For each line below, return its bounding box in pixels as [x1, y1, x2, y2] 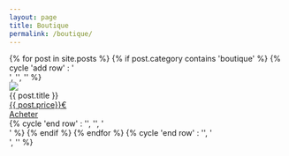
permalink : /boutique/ [9, 29, 93, 38]
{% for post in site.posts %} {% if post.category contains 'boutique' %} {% [9, 54, 281, 64]
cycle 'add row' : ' [9, 63, 74, 73]
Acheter [9, 109, 38, 120]
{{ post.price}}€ [9, 100, 67, 110]
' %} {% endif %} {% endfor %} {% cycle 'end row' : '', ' [9, 128, 212, 138]
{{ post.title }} [9, 90, 59, 101]
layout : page [9, 12, 57, 22]
